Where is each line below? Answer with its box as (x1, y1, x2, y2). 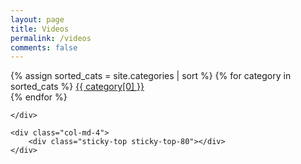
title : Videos (10, 24, 70, 34)
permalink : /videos (10, 33, 92, 43)
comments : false (10, 42, 78, 53)
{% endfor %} (10, 91, 68, 103)
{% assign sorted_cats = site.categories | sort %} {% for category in (10, 70, 292, 82)
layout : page (10, 14, 65, 25)
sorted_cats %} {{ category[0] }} (10, 81, 145, 93)
